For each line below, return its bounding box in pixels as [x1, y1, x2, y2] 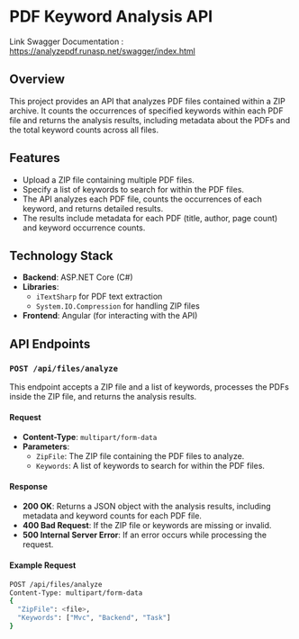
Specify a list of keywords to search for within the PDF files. [22, 184, 245, 194]
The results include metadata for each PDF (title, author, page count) [22, 212, 278, 223]
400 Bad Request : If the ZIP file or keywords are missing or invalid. [22, 520, 272, 531]
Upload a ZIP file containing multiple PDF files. [22, 174, 195, 185]
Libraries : [22, 282, 59, 292]
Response [9, 481, 48, 491]
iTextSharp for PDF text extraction [35, 291, 163, 302]
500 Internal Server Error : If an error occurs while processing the [22, 529, 267, 541]
